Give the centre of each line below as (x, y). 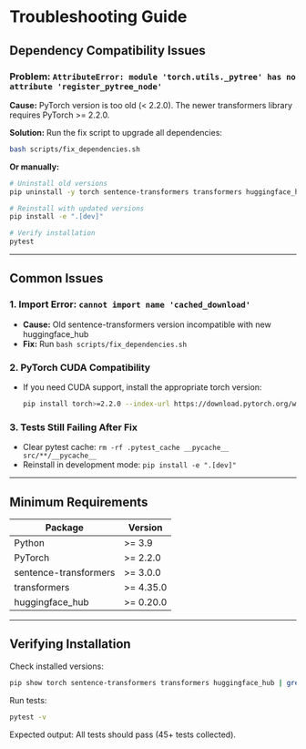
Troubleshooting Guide (98, 17)
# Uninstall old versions (58, 183)
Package (65, 528)
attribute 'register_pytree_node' (86, 87)
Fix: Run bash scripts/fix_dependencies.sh (105, 344)
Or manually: (35, 167)
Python (30, 542)
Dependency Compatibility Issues (108, 51)
